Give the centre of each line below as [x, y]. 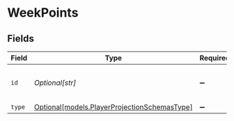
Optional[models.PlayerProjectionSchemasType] [113, 107]
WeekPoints [43, 13]
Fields [21, 39]
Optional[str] [55, 83]
